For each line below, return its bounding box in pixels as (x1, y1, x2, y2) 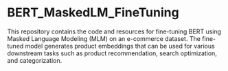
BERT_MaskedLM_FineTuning (7, 5, 180, 20)
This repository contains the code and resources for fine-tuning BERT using (7, 27, 222, 35)
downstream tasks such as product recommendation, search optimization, (7, 49, 218, 57)
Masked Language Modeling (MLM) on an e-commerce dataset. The (7, 34, 201, 42)
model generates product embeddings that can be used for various (25, 42, 215, 50)
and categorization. (7, 56, 62, 64)
